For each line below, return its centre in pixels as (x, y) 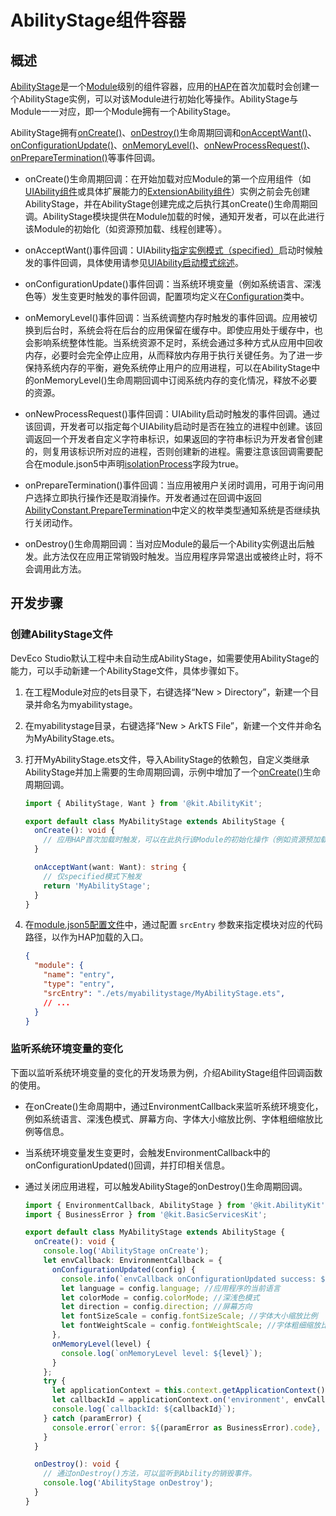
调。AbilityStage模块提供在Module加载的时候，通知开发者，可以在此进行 (174, 216)
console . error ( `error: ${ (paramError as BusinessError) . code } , (186, 1427)
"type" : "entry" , (79, 984)
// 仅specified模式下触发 (92, 876)
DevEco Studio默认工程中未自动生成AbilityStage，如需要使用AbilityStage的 (165, 658)
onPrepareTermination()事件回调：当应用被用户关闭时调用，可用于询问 (170, 485)
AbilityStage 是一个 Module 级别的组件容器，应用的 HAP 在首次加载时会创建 (160, 86)
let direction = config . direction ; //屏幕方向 (157, 1307)
